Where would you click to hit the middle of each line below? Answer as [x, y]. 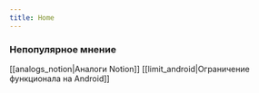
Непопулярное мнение [63, 49]
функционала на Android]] [60, 79]
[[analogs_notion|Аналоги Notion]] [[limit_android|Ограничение [129, 69]
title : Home [32, 18]
